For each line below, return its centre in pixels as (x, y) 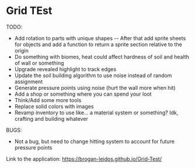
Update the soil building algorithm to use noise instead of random (93, 75)
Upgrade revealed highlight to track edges (65, 69)
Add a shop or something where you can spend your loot (83, 94)
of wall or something (39, 63)
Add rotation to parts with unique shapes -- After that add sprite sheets (100, 38)
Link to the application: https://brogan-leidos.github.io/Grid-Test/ (84, 159)
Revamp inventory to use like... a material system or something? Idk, (96, 113)
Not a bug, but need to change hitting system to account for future (95, 141)
